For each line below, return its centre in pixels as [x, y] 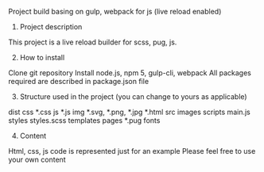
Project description [51, 27]
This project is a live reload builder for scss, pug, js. [93, 42]
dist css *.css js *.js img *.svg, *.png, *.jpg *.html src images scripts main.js [129, 112]
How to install [42, 57]
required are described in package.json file [79, 81]
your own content [37, 159]
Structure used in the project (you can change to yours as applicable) [134, 97]
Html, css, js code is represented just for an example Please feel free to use [132, 151]
